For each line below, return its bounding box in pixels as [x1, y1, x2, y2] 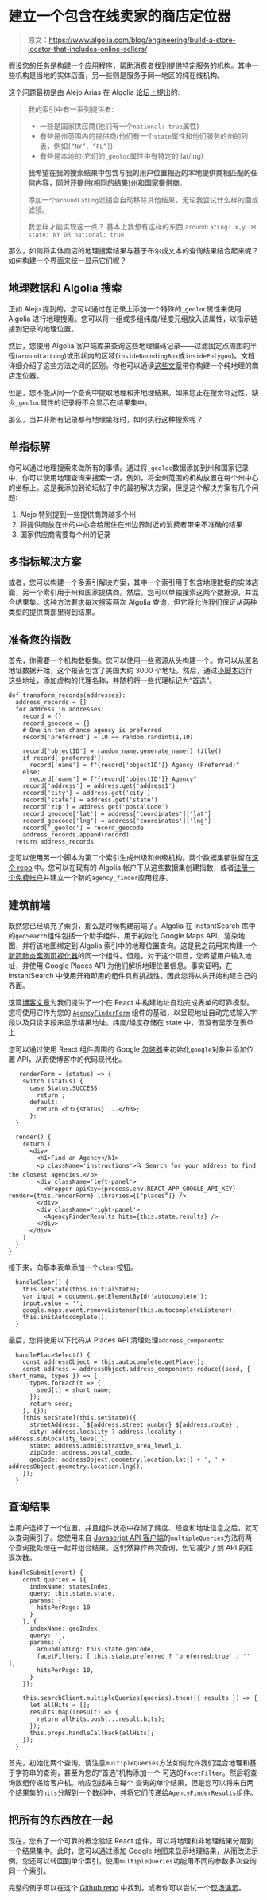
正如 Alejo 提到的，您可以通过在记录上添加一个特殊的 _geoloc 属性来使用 [8, 304, 242, 313]
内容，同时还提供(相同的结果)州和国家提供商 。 [34, 178, 187, 187]
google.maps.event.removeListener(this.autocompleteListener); [22, 1306, 237, 1314]
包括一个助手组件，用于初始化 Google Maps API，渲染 [60, 931, 238, 940]
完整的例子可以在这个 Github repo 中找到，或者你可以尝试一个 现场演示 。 [8, 1882, 246, 1892]
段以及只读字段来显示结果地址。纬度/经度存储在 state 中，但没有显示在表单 [8, 1017, 254, 1027]
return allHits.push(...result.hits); [37, 1714, 165, 1723]
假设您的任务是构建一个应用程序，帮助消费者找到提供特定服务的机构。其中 [8, 61, 252, 70]
